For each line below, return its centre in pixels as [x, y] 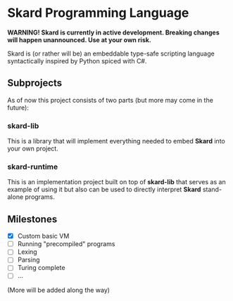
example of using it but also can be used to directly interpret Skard [104, 190]
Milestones [32, 219]
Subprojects [35, 83]
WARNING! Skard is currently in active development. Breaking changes [113, 32]
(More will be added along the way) [59, 290]
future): [18, 108]
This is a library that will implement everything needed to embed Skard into [116, 141]
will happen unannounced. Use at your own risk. [79, 39]
